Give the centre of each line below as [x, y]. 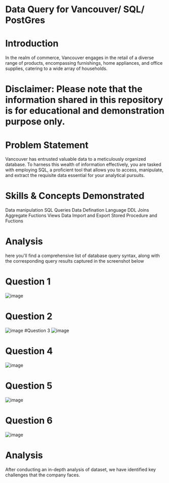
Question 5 [29, 386]
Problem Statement [47, 145]
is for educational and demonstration [85, 111]
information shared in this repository [84, 100]
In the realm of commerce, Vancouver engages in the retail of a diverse [79, 58]
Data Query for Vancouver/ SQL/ [75, 9]
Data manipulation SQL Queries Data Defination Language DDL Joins [77, 210]
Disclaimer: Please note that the [74, 89]
